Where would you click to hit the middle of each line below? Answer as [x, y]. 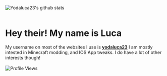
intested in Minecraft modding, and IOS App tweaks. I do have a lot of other [83, 52]
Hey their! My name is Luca [64, 33]
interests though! [23, 57]
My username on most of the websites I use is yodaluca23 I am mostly [79, 47]
